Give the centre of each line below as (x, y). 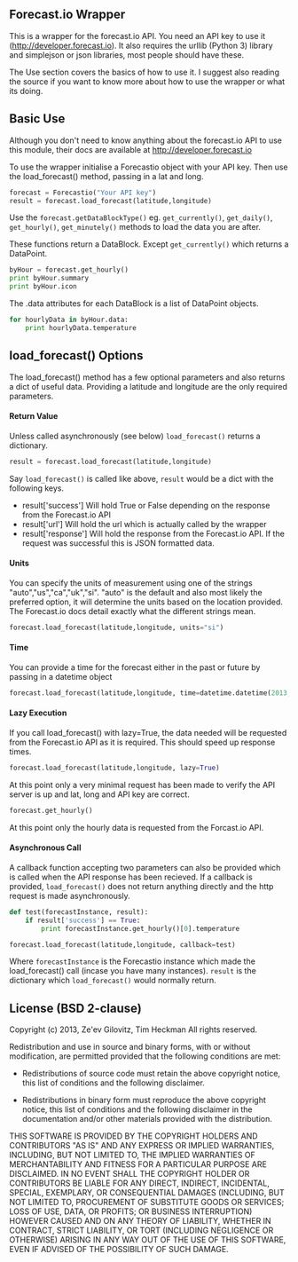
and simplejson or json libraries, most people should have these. (127, 55)
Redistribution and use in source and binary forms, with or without (130, 1047)
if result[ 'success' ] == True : (83, 920)
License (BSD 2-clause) (75, 1008)
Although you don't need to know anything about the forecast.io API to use (145, 140)
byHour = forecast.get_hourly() (69, 270)
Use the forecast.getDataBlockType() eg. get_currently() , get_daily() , (141, 217)
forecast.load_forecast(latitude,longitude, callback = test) (123, 944)
